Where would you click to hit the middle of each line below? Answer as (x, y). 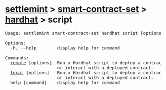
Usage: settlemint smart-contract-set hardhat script (72, 33)
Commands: (17, 58)
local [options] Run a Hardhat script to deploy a (75, 72)
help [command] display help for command (65, 82)
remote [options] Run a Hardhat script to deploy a (75, 63)
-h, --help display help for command (65, 48)
